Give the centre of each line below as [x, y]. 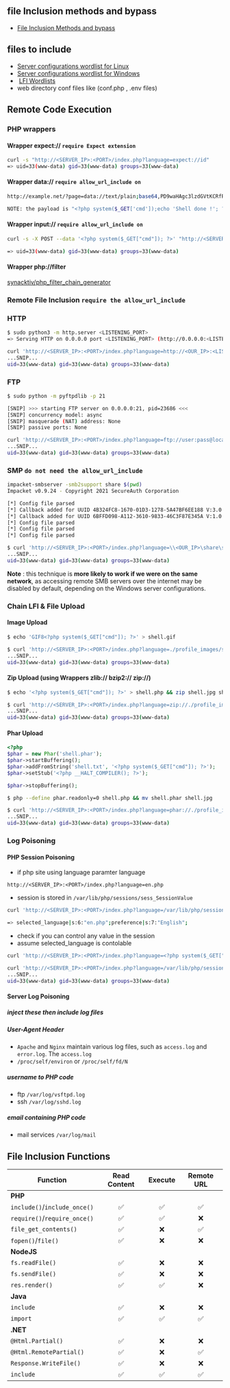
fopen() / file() [35, 1241]
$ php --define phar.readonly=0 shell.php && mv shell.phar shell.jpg [110, 798]
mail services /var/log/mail [56, 1135]
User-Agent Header [36, 1029]
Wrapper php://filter [37, 267]
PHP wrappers [31, 128]
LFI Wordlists [37, 80]
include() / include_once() [52, 1207]
